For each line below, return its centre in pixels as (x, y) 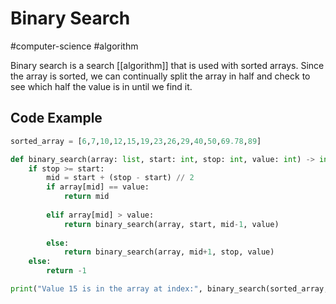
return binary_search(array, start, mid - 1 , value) (171, 224)
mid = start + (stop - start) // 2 (120, 178)
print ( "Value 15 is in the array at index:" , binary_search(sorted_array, (169, 289)
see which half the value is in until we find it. (101, 86)
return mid (86, 197)
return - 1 (66, 271)
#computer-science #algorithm (74, 46)
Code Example (56, 118)
